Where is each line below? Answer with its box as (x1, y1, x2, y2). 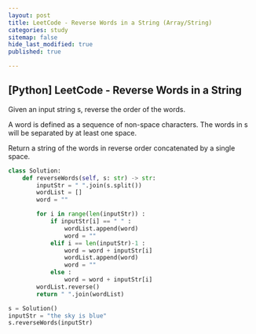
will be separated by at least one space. (8, 128, 137, 137)
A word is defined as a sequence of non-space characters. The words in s (8, 119, 249, 129)
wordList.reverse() (36, 283, 101, 291)
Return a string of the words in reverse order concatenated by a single (8, 143, 236, 153)
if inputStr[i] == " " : (49, 217, 132, 226)
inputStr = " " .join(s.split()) (36, 181, 143, 189)
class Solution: (8, 166, 61, 175)
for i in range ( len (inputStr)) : (36, 210, 146, 218)
